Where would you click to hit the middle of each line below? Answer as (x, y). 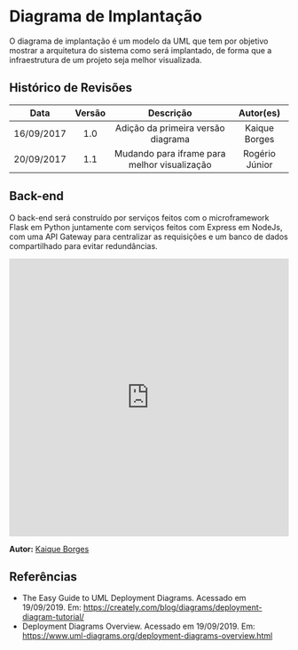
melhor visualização (170, 165)
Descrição (170, 113)
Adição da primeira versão (170, 128)
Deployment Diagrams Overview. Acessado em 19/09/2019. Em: (138, 626)
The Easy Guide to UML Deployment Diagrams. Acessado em (134, 598)
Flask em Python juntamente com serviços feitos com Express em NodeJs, (146, 227)
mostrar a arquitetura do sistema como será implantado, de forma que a (141, 50)
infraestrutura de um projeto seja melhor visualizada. (106, 60)
